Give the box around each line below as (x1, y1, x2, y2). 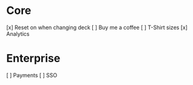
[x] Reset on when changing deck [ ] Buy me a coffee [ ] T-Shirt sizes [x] (6, 24, 188, 31)
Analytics (6, 30, 30, 37)
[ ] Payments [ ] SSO (6, 71, 58, 79)
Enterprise (6, 52, 61, 66)
